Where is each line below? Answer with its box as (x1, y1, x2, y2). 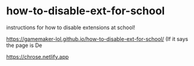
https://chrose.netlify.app (6, 53, 69, 60)
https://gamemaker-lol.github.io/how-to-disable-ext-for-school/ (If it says (6, 35, 189, 42)
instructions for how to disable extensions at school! (6, 24, 136, 31)
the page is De (6, 42, 43, 49)
